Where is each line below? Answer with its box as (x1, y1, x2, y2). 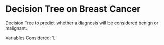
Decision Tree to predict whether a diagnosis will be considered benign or (5, 20, 159, 26)
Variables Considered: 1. (5, 35, 56, 41)
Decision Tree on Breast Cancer (5, 3, 141, 15)
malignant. (5, 25, 27, 31)
